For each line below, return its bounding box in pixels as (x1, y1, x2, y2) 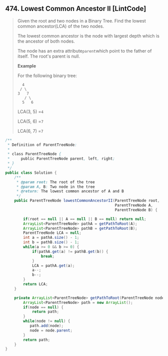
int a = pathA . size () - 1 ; (23, 235, 79, 240)
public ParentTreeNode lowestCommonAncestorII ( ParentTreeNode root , (14, 198, 160, 203)
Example (17, 63, 36, 69)
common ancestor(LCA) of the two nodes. (17, 23, 104, 29)
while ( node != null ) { (23, 318, 70, 324)
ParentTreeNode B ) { (114, 207, 157, 212)
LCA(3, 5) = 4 (17, 108, 44, 115)
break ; (40, 253, 55, 259)
